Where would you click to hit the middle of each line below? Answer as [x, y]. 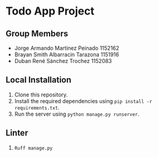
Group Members [37, 34]
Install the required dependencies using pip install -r [83, 101]
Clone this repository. [41, 95]
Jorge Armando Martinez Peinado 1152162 [67, 48]
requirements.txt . [37, 107]
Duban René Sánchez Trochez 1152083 [63, 61]
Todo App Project [50, 11]
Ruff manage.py [33, 148]
